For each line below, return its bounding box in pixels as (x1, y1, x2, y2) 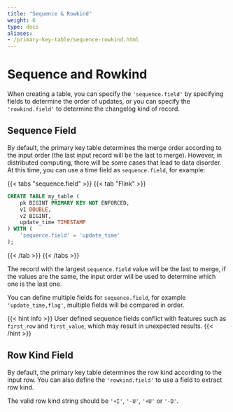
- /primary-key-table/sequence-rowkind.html (7, 36, 139, 43)
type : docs (7, 23, 39, 30)
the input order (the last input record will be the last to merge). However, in (7, 151, 223, 159)
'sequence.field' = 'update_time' (20, 232, 120, 239)
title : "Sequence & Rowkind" (7, 10, 92, 18)
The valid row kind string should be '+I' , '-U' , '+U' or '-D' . (7, 397, 179, 405)
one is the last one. (7, 280, 62, 288)
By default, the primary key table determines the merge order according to (7, 143, 222, 151)
